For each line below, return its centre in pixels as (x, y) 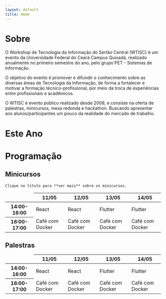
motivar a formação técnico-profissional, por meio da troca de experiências (82, 88)
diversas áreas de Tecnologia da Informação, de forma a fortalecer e (75, 83)
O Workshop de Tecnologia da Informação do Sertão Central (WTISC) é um (82, 52)
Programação (33, 156)
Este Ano (24, 133)
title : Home (17, 14)
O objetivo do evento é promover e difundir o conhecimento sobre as (75, 78)
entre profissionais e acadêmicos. (40, 93)
